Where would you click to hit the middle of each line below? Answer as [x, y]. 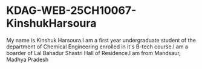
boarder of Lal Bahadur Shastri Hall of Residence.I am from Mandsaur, [93, 53]
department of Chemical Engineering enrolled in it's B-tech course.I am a [97, 47]
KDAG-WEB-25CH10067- [71, 11]
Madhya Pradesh [28, 59]
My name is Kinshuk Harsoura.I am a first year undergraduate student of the [101, 40]
